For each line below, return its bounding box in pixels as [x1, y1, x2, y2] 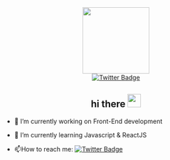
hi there [90, 98, 126, 110]
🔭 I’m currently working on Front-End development [14, 117, 163, 125]
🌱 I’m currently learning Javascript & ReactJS [14, 130, 147, 139]
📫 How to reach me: [14, 144, 73, 153]
